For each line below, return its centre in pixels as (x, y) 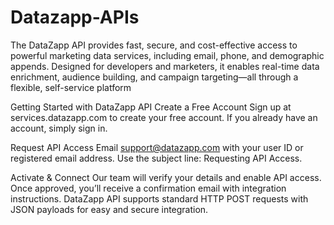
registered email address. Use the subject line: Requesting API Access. (156, 158)
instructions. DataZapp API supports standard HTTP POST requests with (159, 198)
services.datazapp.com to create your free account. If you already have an (164, 117)
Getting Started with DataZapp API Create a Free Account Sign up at (151, 107)
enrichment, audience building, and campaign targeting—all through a (154, 77)
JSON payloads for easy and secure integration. (109, 209)
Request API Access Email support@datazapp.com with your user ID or (157, 147)
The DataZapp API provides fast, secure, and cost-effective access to (154, 45)
